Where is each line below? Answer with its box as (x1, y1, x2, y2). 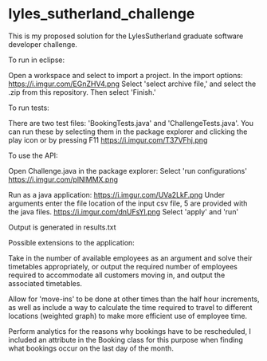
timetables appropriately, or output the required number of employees (8, 261, 238, 271)
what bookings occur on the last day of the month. (8, 343, 174, 353)
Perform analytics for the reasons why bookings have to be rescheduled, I (8, 326, 251, 335)
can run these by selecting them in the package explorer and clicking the (8, 127, 248, 136)
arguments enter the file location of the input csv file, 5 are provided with (8, 198, 248, 208)
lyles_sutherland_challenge (8, 5, 195, 23)
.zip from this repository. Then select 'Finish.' (8, 87, 157, 96)
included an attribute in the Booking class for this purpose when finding (8, 335, 243, 344)
